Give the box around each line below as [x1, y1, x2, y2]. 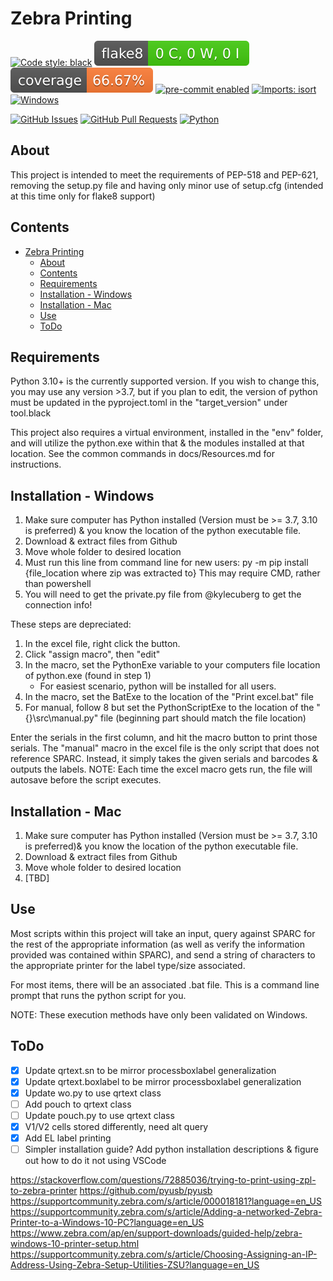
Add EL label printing [24, 1132, 112, 1144]
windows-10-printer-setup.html [10, 1238, 140, 1250]
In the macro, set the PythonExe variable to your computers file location [24, 659, 321, 671]
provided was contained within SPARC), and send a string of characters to [10, 948, 316, 961]
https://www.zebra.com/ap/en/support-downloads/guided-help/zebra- [10, 1227, 303, 1239]
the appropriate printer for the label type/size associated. [10, 959, 246, 971]
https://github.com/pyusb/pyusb [79, 1185, 213, 1197]
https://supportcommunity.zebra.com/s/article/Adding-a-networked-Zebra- [10, 1206, 323, 1218]
